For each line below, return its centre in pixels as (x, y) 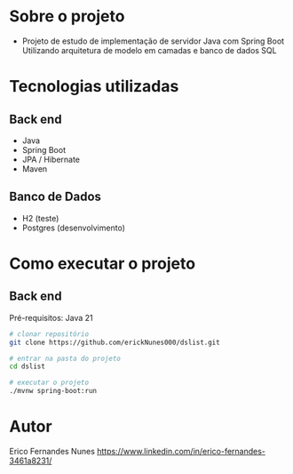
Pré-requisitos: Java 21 (51, 317)
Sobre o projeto (67, 16)
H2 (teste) (40, 218)
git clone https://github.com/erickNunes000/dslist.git (115, 342)
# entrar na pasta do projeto (65, 358)
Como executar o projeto (103, 263)
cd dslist (28, 366)
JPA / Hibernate (51, 159)
